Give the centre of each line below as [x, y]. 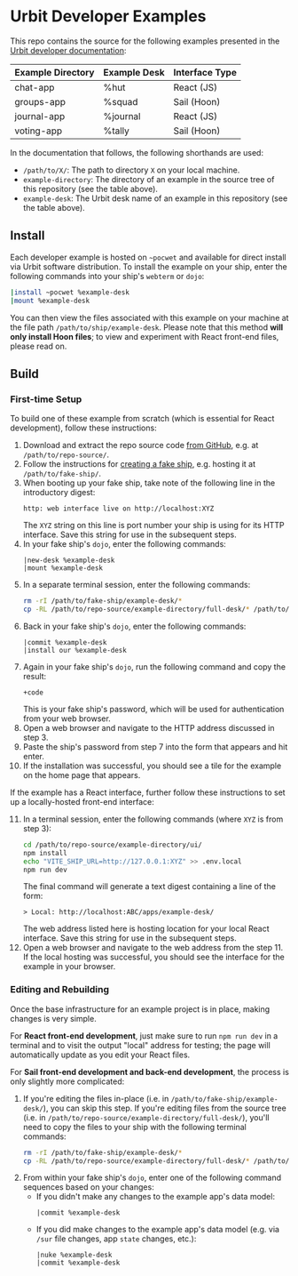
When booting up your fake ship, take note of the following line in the [149, 483]
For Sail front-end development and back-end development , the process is [149, 1071]
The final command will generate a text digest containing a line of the [149, 887]
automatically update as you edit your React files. [100, 1055]
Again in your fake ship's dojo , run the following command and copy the [154, 666]
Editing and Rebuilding [60, 990]
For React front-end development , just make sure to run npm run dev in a [144, 1035]
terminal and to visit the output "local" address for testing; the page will [141, 1045]
